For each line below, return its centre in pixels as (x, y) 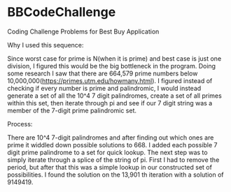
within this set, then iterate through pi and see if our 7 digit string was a (110, 103)
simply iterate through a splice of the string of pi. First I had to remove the (113, 160)
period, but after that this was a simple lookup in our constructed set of (110, 167)
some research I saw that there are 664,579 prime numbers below (103, 73)
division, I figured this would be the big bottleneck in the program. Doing (111, 66)
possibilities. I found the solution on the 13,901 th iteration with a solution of (115, 175)
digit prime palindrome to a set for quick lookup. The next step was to (107, 152)
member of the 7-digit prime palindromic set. (72, 110)
